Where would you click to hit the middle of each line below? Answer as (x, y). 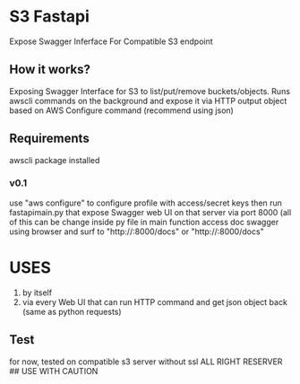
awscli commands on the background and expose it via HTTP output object (148, 100)
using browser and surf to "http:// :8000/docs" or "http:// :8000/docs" (137, 231)
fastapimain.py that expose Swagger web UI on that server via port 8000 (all (150, 212)
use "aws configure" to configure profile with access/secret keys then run (146, 203)
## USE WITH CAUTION (54, 371)
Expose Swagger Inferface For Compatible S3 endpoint (111, 41)
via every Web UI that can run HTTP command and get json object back (155, 301)
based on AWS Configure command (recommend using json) (122, 110)
